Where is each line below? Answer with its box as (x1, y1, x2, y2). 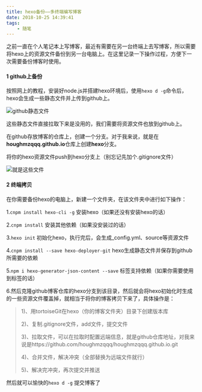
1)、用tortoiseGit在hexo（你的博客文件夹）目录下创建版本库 (20, 307, 168, 314)
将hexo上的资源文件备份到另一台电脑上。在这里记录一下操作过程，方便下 (6, 51, 187, 58)
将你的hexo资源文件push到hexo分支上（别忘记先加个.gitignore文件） (6, 153, 177, 161)
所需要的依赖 (6, 254, 38, 262)
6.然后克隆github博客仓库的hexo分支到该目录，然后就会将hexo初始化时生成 (6, 287, 193, 295)
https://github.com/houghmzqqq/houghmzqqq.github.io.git (31, 340, 179, 348)
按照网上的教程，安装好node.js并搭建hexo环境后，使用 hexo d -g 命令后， (6, 87, 188, 94)
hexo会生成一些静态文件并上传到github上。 (6, 94, 113, 102)
